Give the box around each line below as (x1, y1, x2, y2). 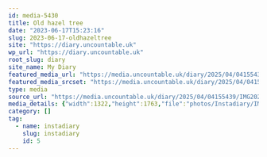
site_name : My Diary (8, 63, 77, 71)
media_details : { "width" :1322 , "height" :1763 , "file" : (8, 100, 187, 108)
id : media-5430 (8, 11, 59, 20)
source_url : (8, 93, 48, 101)
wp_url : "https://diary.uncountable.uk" (8, 48, 145, 56)
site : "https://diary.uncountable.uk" (8, 41, 137, 49)
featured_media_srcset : (8, 78, 87, 86)
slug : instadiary (22, 129, 80, 137)
